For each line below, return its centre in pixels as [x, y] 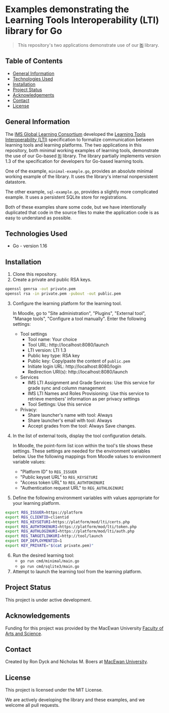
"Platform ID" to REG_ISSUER [49, 471]
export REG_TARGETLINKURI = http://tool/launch [54, 536]
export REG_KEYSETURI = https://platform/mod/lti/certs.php [68, 522]
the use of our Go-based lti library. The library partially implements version [83, 156]
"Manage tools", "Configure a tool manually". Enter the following [79, 319]
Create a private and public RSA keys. [52, 280]
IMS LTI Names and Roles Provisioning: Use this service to [88, 393]
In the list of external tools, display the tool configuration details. [79, 436]
